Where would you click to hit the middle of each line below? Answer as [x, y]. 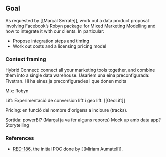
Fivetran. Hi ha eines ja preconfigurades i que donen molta [66, 81]
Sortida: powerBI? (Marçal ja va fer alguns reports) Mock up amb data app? [83, 120]
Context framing [26, 59]
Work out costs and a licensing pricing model [59, 46]
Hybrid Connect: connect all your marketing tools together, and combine [80, 70]
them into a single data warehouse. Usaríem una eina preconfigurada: [77, 75]
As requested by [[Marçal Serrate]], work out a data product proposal [77, 20]
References [20, 138]
